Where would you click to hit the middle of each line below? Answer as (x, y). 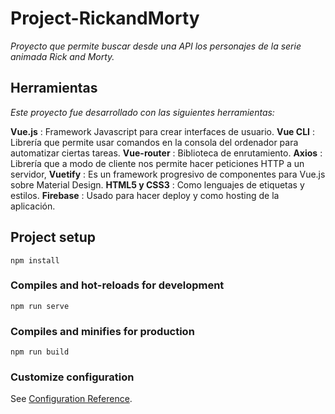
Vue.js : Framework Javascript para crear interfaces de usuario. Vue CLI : (162, 131)
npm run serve (40, 306)
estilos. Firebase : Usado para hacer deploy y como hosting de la (145, 195)
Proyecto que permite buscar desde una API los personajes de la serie (156, 46)
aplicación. (33, 206)
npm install (35, 260)
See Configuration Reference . (71, 399)
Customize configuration (72, 377)
